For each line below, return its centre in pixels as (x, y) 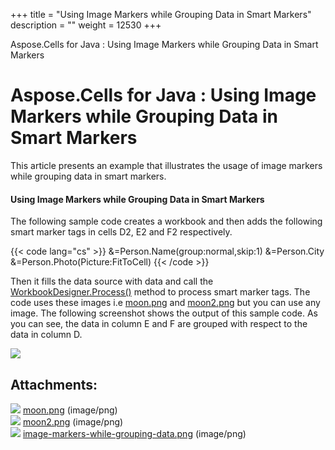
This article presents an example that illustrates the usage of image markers (166, 165)
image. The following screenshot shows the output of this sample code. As (164, 313)
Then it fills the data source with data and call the (112, 281)
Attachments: (54, 384)
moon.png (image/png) (70, 410)
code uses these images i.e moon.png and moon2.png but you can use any (165, 303)
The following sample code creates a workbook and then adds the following (166, 221)
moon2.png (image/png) (73, 421)
